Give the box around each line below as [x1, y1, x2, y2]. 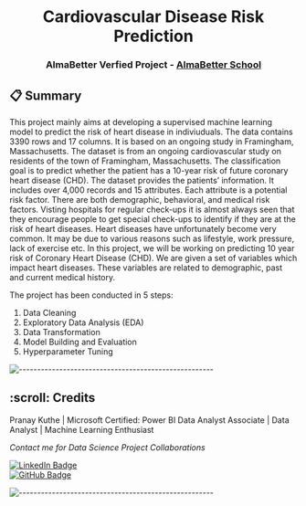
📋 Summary [9, 88, 82, 103]
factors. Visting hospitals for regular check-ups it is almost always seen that [9, 204, 295, 215]
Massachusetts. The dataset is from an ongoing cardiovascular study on [9, 145, 281, 156]
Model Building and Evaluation [22, 336, 137, 347]
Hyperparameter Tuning [22, 345, 114, 357]
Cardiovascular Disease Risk [42, 6, 265, 27]
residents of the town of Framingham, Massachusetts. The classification [9, 155, 281, 166]
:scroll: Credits [9, 390, 96, 406]
